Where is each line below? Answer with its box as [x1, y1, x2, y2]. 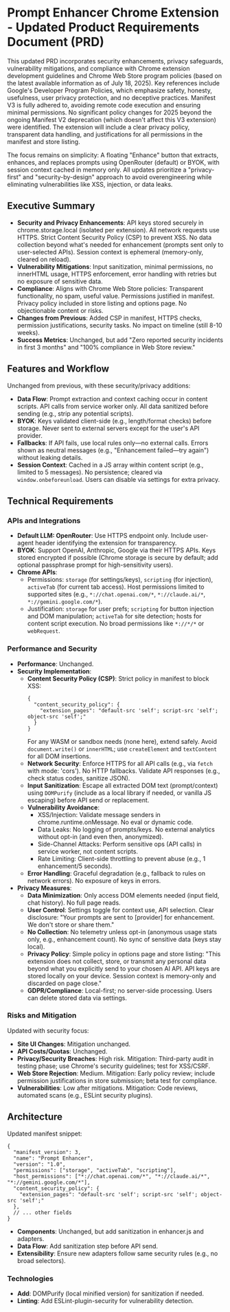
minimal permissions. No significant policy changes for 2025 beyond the [7, 108, 212, 117]
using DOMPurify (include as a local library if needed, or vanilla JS [27, 788, 211, 797]
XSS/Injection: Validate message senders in [37, 810, 161, 818]
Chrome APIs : [16, 568, 58, 576]
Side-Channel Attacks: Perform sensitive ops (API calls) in [37, 840, 203, 848]
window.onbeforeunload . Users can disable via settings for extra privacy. [16, 475, 220, 483]
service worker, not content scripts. [37, 847, 139, 856]
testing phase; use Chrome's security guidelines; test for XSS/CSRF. [16, 1062, 211, 1070]
